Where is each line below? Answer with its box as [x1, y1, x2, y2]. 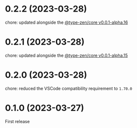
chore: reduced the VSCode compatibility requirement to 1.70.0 [5, 85, 132, 91]
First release [5, 118, 30, 124]
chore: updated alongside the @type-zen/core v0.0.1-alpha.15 [5, 52, 128, 58]
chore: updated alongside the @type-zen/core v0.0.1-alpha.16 [5, 19, 128, 25]
